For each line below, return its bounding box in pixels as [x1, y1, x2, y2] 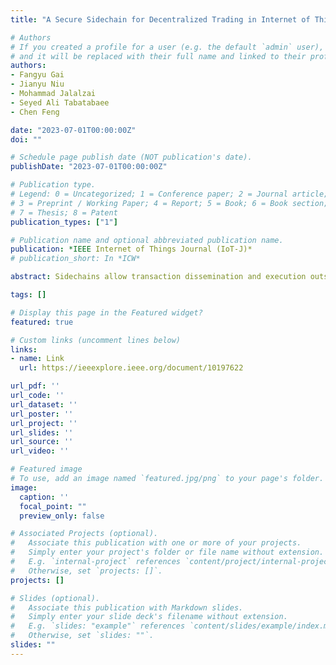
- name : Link [10, 354, 65, 364]
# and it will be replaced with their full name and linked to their [10, 51, 307, 61]
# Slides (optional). [10, 593, 101, 603]
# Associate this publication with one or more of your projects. [10, 538, 302, 548]
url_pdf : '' [10, 381, 60, 391]
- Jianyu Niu [10, 79, 65, 90]
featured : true [10, 317, 74, 327]
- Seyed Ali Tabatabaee [10, 97, 110, 108]
